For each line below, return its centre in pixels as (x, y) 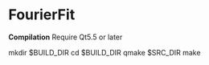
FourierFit (42, 15)
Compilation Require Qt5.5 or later (66, 37)
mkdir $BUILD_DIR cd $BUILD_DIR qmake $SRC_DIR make (104, 52)
